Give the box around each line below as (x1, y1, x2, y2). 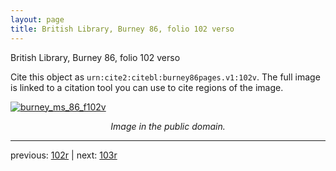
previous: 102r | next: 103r (10, 149, 118, 161)
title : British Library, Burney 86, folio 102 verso (10, 24, 235, 34)
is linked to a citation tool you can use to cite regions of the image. (10, 81, 284, 93)
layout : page (10, 14, 65, 25)
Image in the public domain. (110, 120, 226, 132)
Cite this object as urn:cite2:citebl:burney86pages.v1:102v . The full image (10, 71, 321, 83)
